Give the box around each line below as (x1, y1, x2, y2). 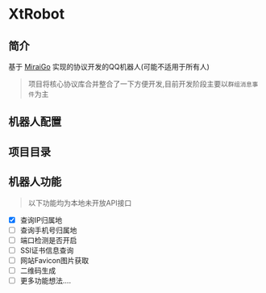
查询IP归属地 (19, 215, 63, 224)
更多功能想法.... (19, 275, 71, 285)
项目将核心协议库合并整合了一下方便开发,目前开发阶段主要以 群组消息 (27, 79, 252, 89)
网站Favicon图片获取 (19, 255, 89, 265)
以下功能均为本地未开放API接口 (27, 198, 132, 207)
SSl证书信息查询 (19, 245, 74, 255)
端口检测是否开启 (19, 235, 77, 245)
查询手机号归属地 (19, 225, 77, 235)
